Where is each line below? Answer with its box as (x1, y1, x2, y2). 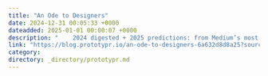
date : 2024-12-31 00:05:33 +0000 (8, 19, 120, 27)
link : (8, 41, 26, 49)
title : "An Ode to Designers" (8, 11, 109, 20)
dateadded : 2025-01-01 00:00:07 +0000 (8, 26, 137, 34)
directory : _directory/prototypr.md (8, 56, 130, 64)
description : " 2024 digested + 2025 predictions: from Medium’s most (8, 33, 259, 42)
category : (8, 48, 41, 56)
